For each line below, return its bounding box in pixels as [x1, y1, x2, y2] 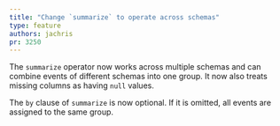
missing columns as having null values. [9, 80, 155, 91]
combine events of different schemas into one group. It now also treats [9, 71, 268, 82]
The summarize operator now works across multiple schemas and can [9, 62, 261, 72]
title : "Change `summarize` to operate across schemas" [9, 12, 220, 22]
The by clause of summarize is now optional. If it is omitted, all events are [9, 98, 272, 108]
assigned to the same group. [9, 107, 113, 117]
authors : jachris [9, 29, 74, 38]
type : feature [9, 21, 62, 30]
